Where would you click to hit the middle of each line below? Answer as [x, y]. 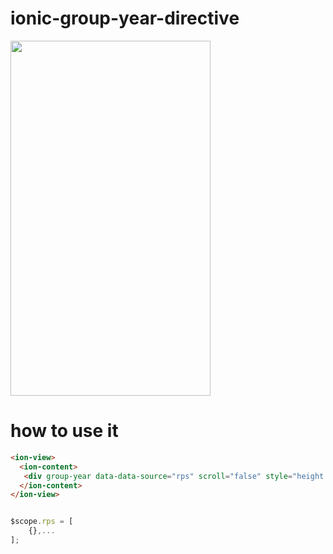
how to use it [64, 431]
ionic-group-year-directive [125, 18]
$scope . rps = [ [42, 522]
